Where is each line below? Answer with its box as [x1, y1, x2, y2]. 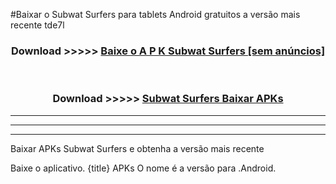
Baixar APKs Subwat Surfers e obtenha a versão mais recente [10, 142, 265, 154]
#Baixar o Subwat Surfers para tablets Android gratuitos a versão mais [10, 9, 301, 20]
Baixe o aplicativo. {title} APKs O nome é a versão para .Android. [10, 162, 277, 174]
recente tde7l [10, 19, 65, 31]
